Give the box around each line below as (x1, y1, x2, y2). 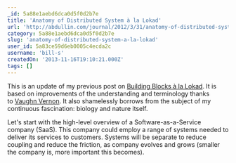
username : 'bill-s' (7, 50, 65, 57)
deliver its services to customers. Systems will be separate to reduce (7, 133, 207, 141)
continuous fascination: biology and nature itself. (7, 104, 149, 112)
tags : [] (7, 63, 33, 70)
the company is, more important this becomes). (7, 148, 145, 156)
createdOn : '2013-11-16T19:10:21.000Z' (7, 56, 124, 63)
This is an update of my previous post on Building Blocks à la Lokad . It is (7, 81, 216, 90)
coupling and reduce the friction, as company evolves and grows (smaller (7, 140, 220, 148)
